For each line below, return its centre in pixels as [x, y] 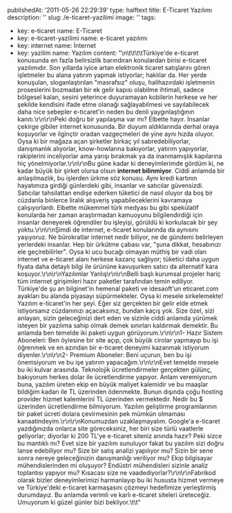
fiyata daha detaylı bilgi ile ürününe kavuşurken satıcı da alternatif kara [118, 267]
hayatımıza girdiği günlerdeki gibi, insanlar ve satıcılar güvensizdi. [110, 185]
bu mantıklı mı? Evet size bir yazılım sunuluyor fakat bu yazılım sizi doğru [120, 443]
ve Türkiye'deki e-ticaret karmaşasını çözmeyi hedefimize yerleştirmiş [117, 487]
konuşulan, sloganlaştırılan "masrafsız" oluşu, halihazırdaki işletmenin [116, 82]
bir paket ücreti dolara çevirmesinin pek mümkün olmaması [101, 414]
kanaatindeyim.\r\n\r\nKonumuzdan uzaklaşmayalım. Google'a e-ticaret [118, 421]
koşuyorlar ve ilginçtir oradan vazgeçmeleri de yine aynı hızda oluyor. [116, 134]
